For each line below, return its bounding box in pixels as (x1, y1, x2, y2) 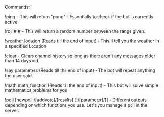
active (5, 19, 18, 25)
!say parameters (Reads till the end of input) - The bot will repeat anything (5, 67, 155, 73)
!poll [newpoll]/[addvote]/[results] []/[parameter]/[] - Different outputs (5, 97, 147, 103)
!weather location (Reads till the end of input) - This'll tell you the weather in (5, 38, 159, 44)
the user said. (5, 73, 33, 78)
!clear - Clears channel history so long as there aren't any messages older (5, 53, 156, 58)
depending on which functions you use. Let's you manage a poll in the (5, 102, 148, 108)
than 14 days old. (5, 58, 40, 63)
